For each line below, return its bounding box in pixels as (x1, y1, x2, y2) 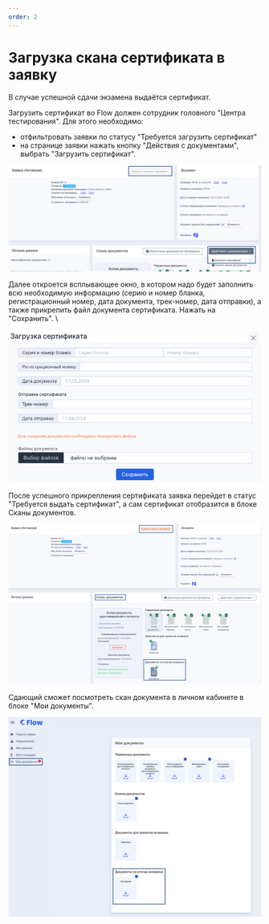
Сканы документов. (8, 508, 76, 517)
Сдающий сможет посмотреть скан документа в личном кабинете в (8, 693, 244, 702)
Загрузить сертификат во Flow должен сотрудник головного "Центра (8, 108, 247, 117)
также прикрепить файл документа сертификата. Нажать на (8, 305, 216, 315)
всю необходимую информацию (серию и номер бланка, (8, 288, 206, 298)
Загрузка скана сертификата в (8, 48, 226, 67)
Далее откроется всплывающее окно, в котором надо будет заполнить (8, 279, 254, 289)
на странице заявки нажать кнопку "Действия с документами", (19, 140, 239, 150)
